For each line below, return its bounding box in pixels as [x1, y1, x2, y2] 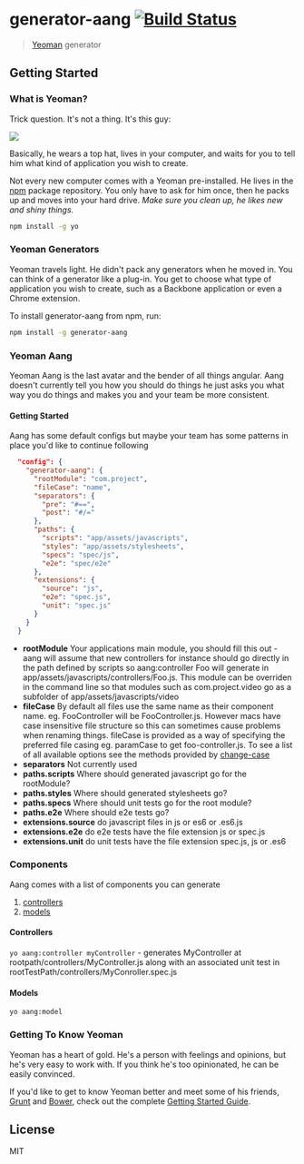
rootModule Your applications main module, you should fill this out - [22, 643, 279, 654]
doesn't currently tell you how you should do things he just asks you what [9, 380, 285, 390]
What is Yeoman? [9, 93, 88, 105]
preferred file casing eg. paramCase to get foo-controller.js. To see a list [22, 739, 293, 750]
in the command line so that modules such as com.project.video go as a [22, 681, 292, 692]
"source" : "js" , [42, 584, 103, 594]
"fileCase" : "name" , [33, 482, 112, 492]
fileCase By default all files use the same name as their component [22, 700, 274, 712]
